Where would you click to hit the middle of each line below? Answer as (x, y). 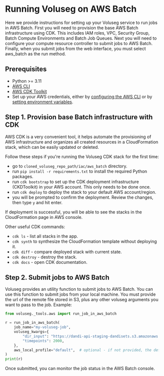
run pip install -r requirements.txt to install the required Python (80, 171)
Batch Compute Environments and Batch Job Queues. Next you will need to (81, 38)
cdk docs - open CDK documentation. (50, 262)
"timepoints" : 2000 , (43, 341)
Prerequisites (26, 69)
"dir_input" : (36, 336)
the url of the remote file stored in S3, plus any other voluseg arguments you (82, 300)
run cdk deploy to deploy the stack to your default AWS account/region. (84, 192)
